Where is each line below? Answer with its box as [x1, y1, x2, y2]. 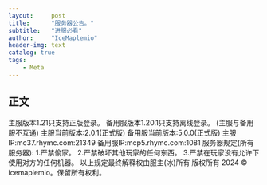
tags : [8, 57, 26, 65]
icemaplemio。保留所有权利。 [8, 167, 106, 177]
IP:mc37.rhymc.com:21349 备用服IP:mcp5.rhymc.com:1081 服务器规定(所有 [8, 137, 254, 148]
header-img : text [8, 41, 66, 49]
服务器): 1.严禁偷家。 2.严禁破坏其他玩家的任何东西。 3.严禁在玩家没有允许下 [8, 148, 260, 157]
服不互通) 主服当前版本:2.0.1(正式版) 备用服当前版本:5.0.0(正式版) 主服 [8, 128, 237, 137]
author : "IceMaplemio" [8, 33, 98, 42]
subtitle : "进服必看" [8, 26, 82, 34]
